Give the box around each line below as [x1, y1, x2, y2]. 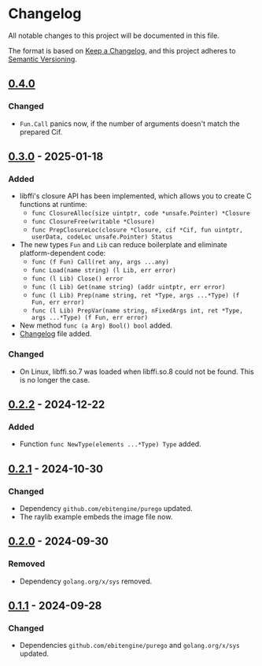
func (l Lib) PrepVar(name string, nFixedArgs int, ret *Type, [31, 307, 244, 315]
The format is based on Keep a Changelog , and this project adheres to [8, 46, 236, 55]
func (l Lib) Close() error [31, 275, 124, 283]
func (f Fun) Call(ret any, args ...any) [31, 258, 169, 266]
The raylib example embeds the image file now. [19, 512, 173, 521]
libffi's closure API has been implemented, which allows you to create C [19, 191, 252, 201]
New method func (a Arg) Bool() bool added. [19, 320, 173, 331]
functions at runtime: [19, 200, 88, 209]
